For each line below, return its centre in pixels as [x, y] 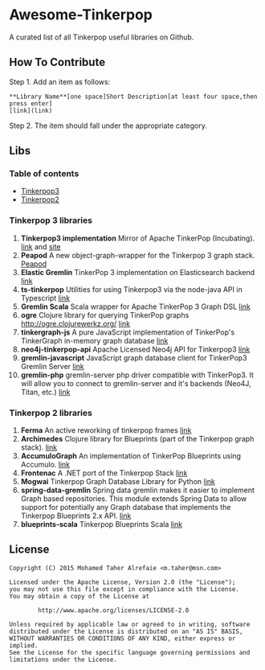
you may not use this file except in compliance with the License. [124, 589]
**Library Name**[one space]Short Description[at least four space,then [133, 97]
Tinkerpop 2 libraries [51, 413]
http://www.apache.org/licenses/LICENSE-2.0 [114, 610]
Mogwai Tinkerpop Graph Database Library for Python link [118, 482]
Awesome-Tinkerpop [81, 15]
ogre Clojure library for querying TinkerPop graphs [105, 314]
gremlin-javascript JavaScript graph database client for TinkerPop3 [134, 358]
